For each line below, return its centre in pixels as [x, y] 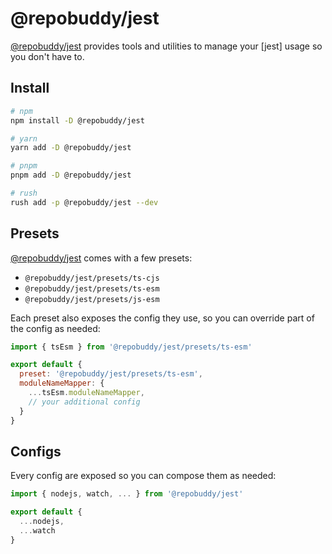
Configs [36, 451]
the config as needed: [55, 328]
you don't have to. [47, 56]
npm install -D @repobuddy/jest [77, 120]
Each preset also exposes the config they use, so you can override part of [162, 318]
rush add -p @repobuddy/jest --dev [84, 202]
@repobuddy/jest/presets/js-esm [92, 299]
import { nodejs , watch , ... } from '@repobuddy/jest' [127, 494]
